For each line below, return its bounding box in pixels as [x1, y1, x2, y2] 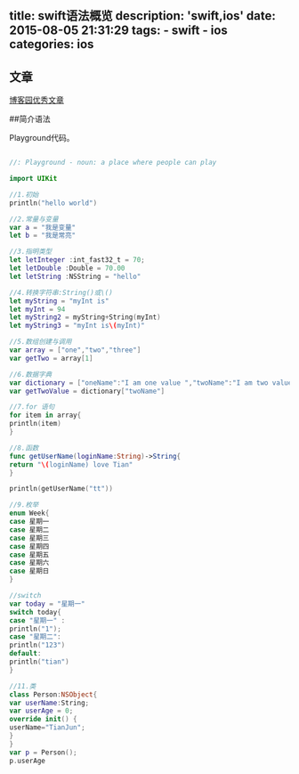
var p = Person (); [9, 747, 77, 757]
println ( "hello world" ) [9, 199, 98, 208]
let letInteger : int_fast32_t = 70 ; [9, 256, 145, 265]
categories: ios [9, 37, 94, 52]
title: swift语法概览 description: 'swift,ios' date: [9, 8, 276, 24]
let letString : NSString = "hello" [9, 272, 141, 281]
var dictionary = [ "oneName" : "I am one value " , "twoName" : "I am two [9, 378, 269, 387]
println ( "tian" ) [9, 657, 69, 666]
